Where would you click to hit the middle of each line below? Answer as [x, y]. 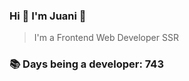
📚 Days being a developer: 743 [86, 64]
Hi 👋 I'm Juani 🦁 [48, 16]
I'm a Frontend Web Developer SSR [106, 38]
